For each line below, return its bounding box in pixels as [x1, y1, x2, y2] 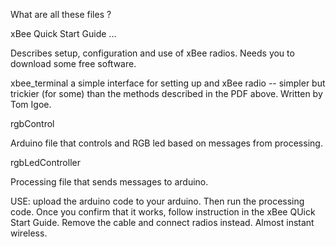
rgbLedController [10, 157, 81, 168]
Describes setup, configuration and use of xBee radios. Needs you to [10, 47, 295, 59]
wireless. [10, 227, 48, 239]
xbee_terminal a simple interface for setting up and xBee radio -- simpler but [10, 77, 326, 89]
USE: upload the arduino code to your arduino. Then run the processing [10, 195, 305, 207]
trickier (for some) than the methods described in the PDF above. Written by [10, 88, 323, 99]
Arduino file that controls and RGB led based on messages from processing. [10, 137, 323, 149]
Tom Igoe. [10, 99, 52, 110]
